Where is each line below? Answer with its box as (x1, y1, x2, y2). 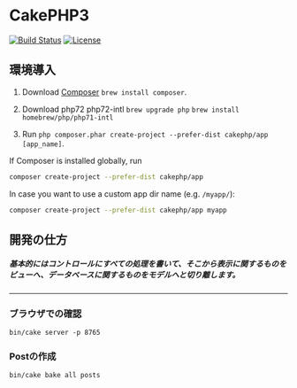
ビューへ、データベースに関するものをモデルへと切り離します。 (9, 269, 240, 280)
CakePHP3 (9, 5, 90, 26)
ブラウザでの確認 (9, 307, 82, 320)
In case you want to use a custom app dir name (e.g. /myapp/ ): (9, 188, 236, 199)
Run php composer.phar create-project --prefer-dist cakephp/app (21, 128, 269, 139)
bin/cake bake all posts (9, 371, 101, 380)
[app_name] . (21, 138, 65, 149)
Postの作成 (9, 351, 57, 363)
